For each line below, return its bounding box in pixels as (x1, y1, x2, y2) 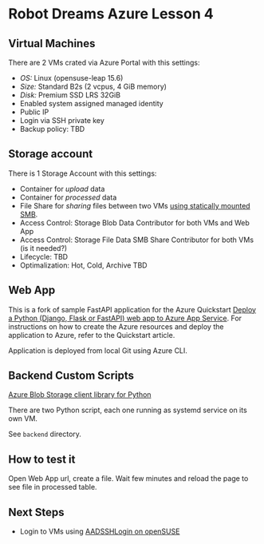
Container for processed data (19, 193, 117, 202)
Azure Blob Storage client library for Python (8, 390, 152, 399)
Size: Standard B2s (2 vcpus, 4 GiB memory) (19, 81, 167, 91)
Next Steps (8, 505, 65, 519)
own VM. (8, 414, 38, 423)
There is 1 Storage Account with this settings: (8, 169, 157, 178)
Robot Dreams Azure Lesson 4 (8, 5, 214, 23)
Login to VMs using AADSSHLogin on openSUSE (19, 526, 180, 536)
